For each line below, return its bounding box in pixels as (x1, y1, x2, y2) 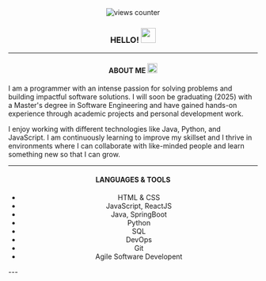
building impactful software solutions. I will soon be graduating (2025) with (8, 91, 253, 102)
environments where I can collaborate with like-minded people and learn (8, 140, 245, 150)
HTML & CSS (117, 192, 161, 202)
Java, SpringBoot (110, 210, 168, 219)
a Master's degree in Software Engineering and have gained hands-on (8, 100, 237, 110)
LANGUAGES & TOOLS (95, 175, 171, 185)
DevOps (125, 234, 153, 244)
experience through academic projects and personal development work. (8, 109, 244, 118)
